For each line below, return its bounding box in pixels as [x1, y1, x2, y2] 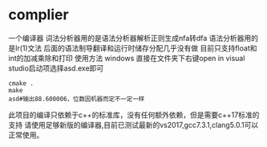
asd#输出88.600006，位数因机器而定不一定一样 [8, 95, 145, 103]
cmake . [8, 79, 34, 88]
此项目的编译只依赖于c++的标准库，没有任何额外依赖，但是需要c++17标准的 [8, 110, 260, 120]
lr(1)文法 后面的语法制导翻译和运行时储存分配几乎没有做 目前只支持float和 [14, 43, 257, 53]
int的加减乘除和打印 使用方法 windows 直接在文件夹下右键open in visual [8, 53, 245, 63]
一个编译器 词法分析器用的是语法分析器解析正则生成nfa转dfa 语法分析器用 [8, 33, 252, 43]
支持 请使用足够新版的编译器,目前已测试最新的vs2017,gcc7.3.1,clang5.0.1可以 [8, 120, 259, 129]
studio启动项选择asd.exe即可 [8, 63, 104, 73]
